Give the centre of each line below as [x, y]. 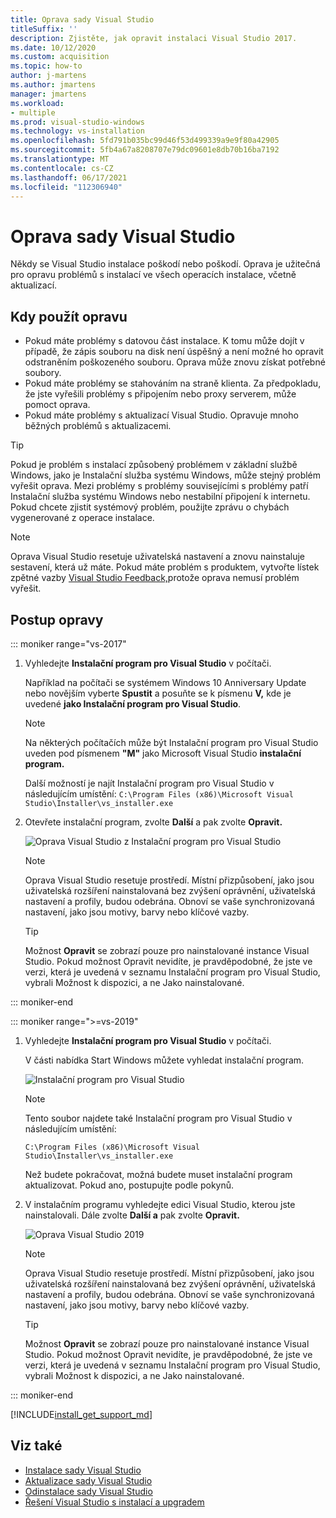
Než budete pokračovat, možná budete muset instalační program [158, 1174]
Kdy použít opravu [69, 316]
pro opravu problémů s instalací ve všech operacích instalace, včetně [153, 275]
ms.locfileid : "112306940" [66, 187]
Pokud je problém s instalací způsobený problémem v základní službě [154, 465]
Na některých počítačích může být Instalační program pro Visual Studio [171, 742]
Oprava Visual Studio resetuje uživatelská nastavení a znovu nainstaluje [157, 557]
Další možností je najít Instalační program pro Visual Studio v [149, 783]
